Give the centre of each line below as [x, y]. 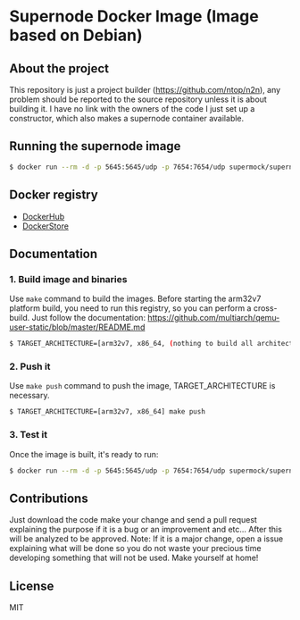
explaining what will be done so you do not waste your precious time [135, 549]
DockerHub [43, 216]
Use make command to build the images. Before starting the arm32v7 [135, 299]
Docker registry [54, 195]
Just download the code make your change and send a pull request [133, 520]
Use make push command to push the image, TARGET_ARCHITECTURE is [142, 386]
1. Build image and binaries [68, 279]
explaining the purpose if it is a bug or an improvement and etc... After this [146, 530]
